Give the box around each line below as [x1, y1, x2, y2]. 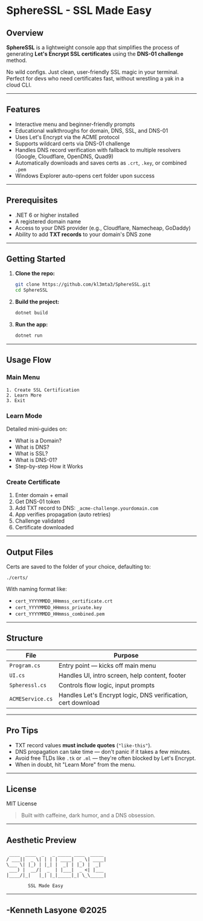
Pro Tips [6, 725, 39, 736]
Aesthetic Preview [6, 835, 77, 845]
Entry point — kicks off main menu [58, 661, 156, 670]
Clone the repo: [14, 270, 56, 277]
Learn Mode [6, 411, 42, 420]
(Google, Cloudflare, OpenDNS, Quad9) [14, 153, 114, 160]
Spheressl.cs [9, 682, 47, 688]
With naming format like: [6, 586, 68, 593]
